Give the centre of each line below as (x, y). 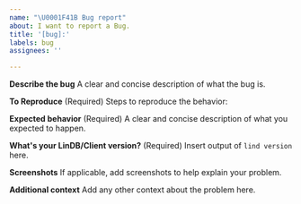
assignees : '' (36, 51)
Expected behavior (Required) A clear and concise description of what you (149, 119)
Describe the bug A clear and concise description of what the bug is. (137, 84)
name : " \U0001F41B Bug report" (68, 17)
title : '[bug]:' (40, 34)
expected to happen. (48, 128)
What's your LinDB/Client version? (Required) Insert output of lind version (151, 146)
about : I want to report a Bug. (70, 26)
